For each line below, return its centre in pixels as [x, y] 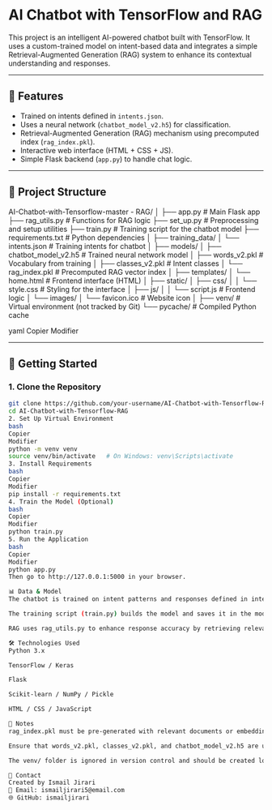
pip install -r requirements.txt [65, 494]
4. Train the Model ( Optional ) [61, 501]
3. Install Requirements [50, 464]
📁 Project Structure [57, 192]
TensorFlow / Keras [41, 665]
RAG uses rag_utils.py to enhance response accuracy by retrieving [125, 628]
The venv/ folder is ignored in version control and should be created [132, 761]
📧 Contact [25, 775]
